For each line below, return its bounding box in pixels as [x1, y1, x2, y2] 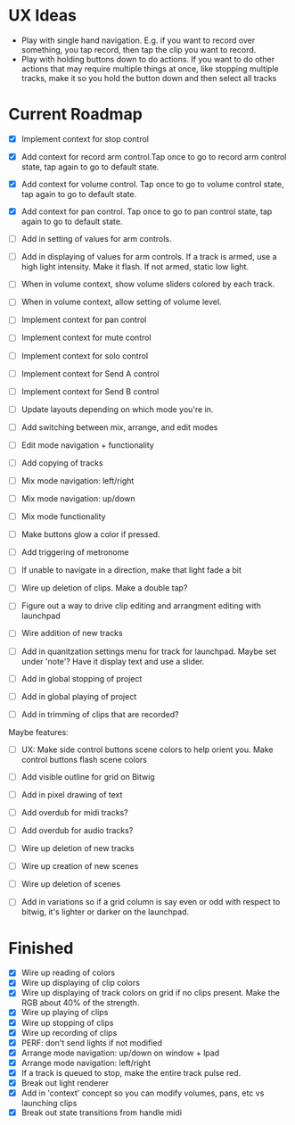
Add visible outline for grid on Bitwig [20, 771, 155, 782]
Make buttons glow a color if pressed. [20, 529, 161, 540]
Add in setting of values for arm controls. [20, 234, 172, 244]
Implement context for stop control [20, 133, 149, 144]
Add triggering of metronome [20, 547, 129, 558]
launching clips [20, 1098, 78, 1108]
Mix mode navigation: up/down [20, 493, 135, 504]
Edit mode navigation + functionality [20, 439, 155, 451]
